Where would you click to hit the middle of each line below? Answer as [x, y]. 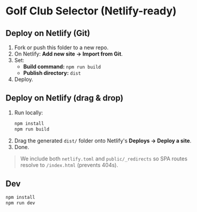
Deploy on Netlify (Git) [48, 33]
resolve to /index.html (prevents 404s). [69, 165]
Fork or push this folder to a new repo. [61, 47]
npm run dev [20, 203]
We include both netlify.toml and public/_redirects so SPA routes [104, 158]
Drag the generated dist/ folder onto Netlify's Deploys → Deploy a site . [103, 140]
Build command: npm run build [62, 66]
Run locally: [28, 113]
